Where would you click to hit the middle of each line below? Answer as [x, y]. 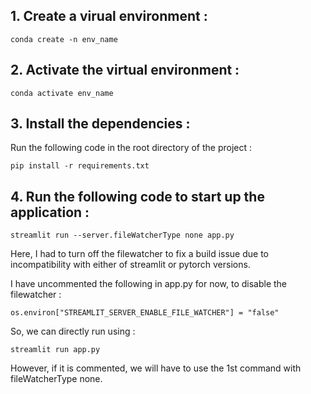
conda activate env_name [62, 93]
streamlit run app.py [55, 350]
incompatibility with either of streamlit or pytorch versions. [130, 265]
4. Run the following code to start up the [137, 196]
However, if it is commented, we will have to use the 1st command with [156, 368]
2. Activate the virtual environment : [125, 70]
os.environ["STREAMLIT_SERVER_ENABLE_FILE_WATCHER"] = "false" [145, 313]
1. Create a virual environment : [109, 16]
